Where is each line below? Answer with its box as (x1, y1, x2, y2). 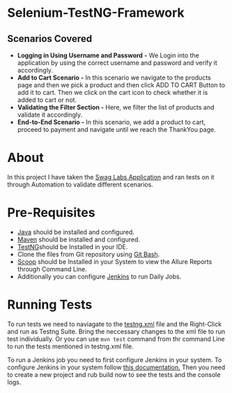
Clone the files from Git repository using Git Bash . (17, 250, 160, 258)
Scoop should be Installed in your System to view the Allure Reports (17, 257, 212, 266)
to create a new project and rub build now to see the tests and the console (7, 370, 221, 378)
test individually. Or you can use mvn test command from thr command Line (7, 334, 225, 343)
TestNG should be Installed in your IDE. (17, 242, 128, 251)
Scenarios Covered (7, 33, 93, 45)
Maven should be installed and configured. (17, 235, 141, 244)
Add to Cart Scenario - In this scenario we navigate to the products (17, 73, 211, 82)
